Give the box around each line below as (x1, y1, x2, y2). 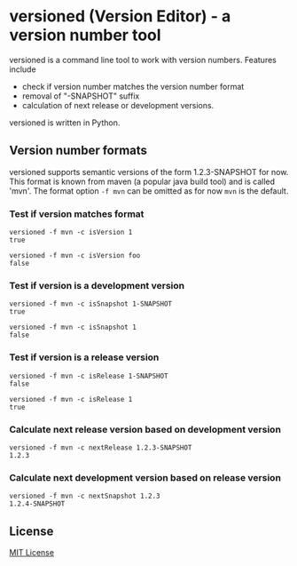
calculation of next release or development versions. (21, 100, 215, 110)
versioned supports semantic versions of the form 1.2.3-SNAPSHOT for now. (9, 166, 289, 177)
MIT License (9, 547, 55, 558)
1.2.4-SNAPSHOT (9, 499, 66, 508)
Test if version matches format (9, 207, 145, 219)
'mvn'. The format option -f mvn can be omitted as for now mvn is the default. (9, 185, 289, 196)
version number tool (9, 25, 161, 45)
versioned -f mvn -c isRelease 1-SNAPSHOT (9, 371, 168, 380)
